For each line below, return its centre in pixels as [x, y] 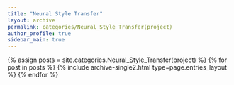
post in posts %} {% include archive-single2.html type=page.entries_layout [117, 67]
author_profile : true [39, 33]
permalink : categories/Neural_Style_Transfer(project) [90, 27]
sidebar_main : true [36, 40]
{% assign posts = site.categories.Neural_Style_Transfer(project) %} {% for [117, 60]
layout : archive [31, 20]
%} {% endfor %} [33, 75]
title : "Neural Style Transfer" [55, 14]
